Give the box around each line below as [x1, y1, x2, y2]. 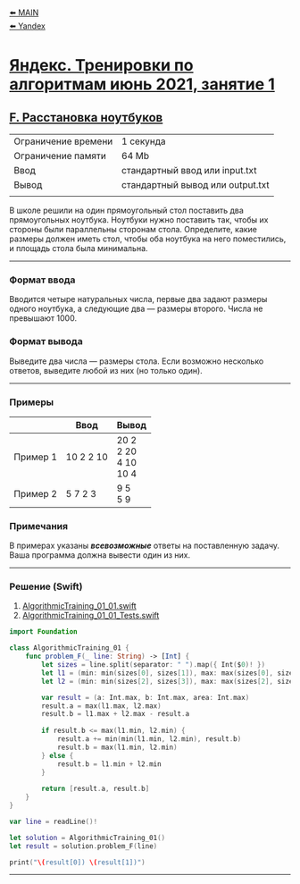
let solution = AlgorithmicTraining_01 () [9, 833, 166, 842]
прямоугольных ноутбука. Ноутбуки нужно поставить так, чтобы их [9, 215, 269, 225]
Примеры [9, 396, 54, 408]
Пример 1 [13, 450, 58, 463]
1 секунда [121, 135, 167, 147]
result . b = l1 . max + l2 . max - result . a [41, 710, 190, 719]
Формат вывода [9, 335, 83, 348]
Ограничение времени [13, 135, 113, 147]
